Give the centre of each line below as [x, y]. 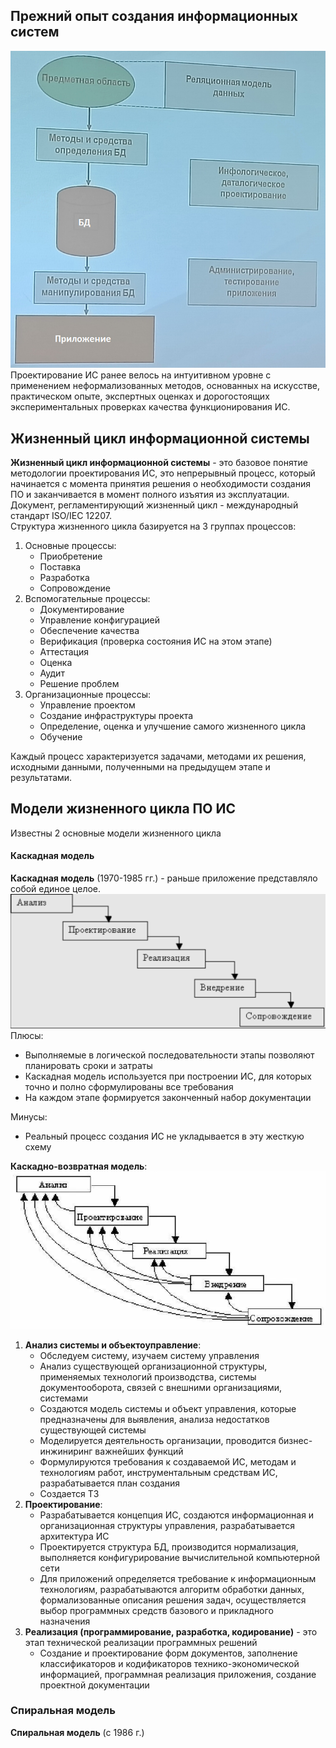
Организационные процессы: [88, 695]
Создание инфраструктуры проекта [116, 716]
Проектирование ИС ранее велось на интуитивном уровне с [141, 375]
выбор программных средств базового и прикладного [156, 1610]
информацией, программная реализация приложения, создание [178, 1674]
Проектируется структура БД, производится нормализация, [169, 1546]
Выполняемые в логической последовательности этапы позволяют [169, 1055]
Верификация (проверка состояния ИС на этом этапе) [156, 641]
